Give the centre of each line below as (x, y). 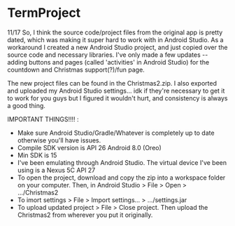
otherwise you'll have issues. (59, 140)
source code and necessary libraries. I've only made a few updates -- (108, 55)
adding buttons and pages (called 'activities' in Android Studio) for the (108, 62)
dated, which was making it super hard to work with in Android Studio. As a (115, 39)
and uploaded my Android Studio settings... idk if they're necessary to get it (116, 91)
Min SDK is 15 (37, 155)
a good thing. (26, 105)
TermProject (44, 13)
